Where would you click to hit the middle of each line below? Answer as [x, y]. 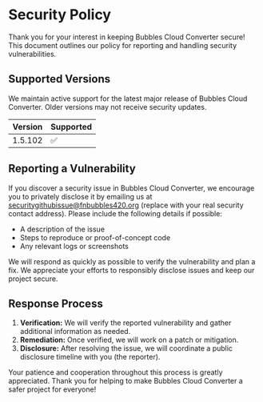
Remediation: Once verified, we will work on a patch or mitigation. [129, 340]
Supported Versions [59, 79]
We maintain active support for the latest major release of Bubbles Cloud [128, 98]
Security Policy [60, 15]
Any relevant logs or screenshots [74, 246]
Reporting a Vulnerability [72, 169]
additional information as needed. [75, 332]
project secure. [33, 279]
